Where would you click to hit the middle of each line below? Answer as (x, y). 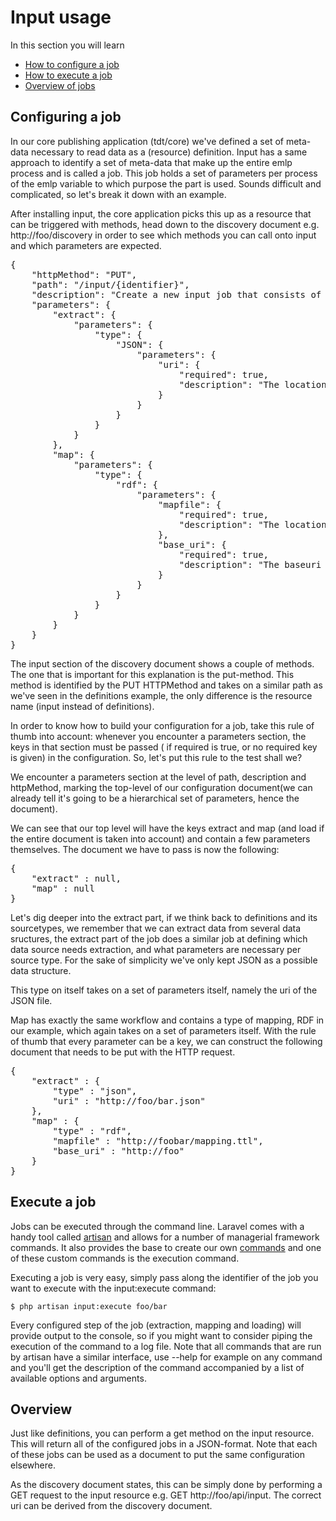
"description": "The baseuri (250, 564)
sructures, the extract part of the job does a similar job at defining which (159, 938)
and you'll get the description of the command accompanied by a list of (157, 1367)
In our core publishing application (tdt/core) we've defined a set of (147, 141)
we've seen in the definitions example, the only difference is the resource (161, 695)
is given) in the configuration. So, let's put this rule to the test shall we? (156, 757)
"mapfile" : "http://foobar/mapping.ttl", (158, 1140)
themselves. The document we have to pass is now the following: (145, 849)
